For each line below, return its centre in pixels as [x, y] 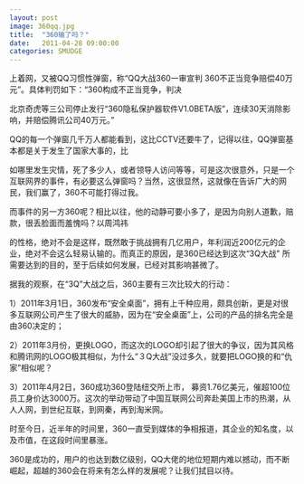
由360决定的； [37, 326]
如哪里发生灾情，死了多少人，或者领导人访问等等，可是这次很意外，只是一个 [152, 170]
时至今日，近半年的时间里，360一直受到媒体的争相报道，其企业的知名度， [148, 429]
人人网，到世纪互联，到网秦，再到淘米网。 [89, 410]
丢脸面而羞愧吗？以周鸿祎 [81, 223]
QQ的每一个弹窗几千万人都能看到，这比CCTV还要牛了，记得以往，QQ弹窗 [147, 139]
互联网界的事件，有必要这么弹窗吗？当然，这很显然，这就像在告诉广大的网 [148, 181]
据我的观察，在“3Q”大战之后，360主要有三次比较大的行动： [121, 284]
